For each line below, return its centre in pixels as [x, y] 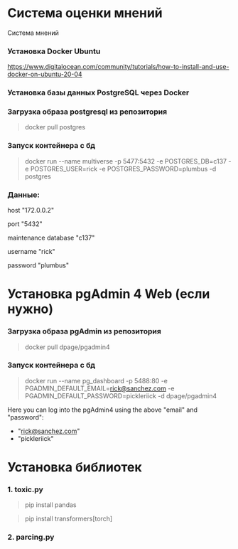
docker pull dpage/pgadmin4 [67, 347]
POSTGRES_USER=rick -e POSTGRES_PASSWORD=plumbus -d [123, 169]
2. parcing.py [31, 537]
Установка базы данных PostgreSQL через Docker [98, 92]
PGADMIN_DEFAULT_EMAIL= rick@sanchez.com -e [99, 388]
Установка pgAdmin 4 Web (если [109, 294]
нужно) [31, 309]
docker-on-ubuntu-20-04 [45, 74]
